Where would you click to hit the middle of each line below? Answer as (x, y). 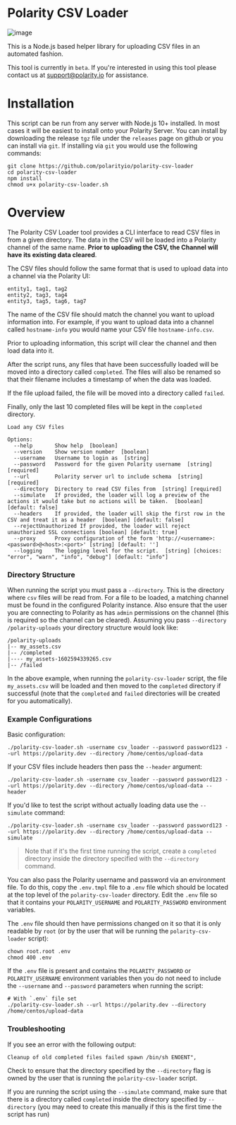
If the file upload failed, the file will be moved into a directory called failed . (116, 393)
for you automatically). (40, 701)
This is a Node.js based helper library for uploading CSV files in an (104, 46)
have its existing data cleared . (52, 254)
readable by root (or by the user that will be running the (88, 931)
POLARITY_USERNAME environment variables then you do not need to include (114, 978)
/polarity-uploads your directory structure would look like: (93, 628)
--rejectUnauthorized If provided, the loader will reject (102, 526)
